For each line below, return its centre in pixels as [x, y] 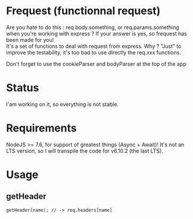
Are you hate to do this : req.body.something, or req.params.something [93, 27]
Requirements [41, 128]
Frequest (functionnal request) [83, 11]
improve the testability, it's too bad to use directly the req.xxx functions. [94, 52]
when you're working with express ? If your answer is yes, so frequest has [97, 33]
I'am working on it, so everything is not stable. [62, 104]
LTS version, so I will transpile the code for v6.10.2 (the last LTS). [85, 151]
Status [23, 88]
